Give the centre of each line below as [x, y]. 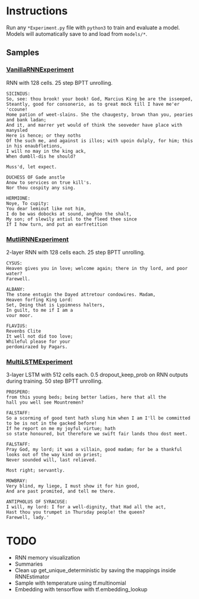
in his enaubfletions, [34, 146]
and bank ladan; [26, 120]
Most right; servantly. [36, 471]
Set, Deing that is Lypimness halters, [56, 305]
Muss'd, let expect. [32, 167]
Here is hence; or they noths [44, 136]
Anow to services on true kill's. [49, 182]
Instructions [37, 11]
